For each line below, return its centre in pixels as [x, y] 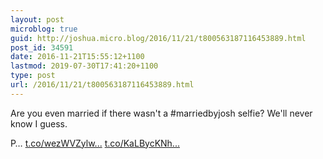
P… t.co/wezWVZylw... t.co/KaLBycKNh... [95, 143]
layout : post [37, 19]
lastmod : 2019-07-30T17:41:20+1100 [84, 66]
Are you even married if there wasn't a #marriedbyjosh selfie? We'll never [161, 113]
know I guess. [39, 123]
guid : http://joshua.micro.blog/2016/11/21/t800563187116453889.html [158, 38]
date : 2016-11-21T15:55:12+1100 [77, 57]
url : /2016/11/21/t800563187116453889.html [102, 85]
